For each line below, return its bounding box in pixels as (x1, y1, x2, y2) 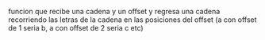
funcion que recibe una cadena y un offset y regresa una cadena (8, 7, 221, 16)
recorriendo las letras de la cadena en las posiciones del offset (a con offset (8, 15, 257, 24)
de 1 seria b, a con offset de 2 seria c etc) (8, 24, 144, 32)
